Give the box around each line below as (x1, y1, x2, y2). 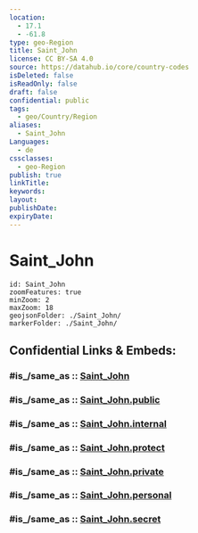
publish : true (9, 170, 62, 179)
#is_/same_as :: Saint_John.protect (9, 441, 165, 454)
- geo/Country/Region (17, 112, 98, 121)
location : (9, 12, 46, 22)
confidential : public (9, 95, 90, 105)
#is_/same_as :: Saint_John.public (9, 393, 161, 406)
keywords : (9, 187, 46, 196)
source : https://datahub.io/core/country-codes (9, 63, 190, 72)
